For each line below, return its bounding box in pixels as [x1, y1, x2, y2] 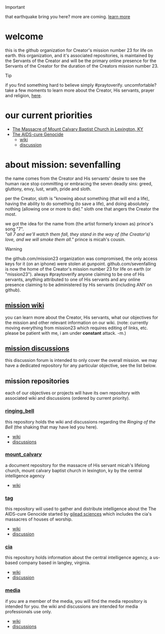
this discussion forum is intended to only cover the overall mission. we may [5, 357, 158, 363]
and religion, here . [5, 92, 42, 98]
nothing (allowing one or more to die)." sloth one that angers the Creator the [5, 206, 159, 211]
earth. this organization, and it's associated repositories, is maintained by [5, 52, 154, 58]
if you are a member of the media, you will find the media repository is [5, 598, 147, 604]
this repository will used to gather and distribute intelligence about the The [5, 506, 157, 512]
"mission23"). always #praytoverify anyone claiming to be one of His [5, 271, 145, 277]
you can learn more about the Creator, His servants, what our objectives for [5, 314, 159, 320]
